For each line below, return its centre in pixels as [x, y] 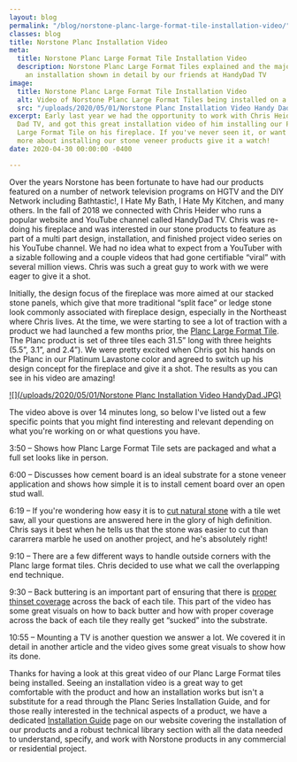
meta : [19, 50]
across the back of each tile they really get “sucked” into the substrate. [138, 620]
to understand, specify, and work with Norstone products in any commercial [148, 739]
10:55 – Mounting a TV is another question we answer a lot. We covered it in [147, 637]
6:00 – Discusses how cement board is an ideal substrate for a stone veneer [148, 474]
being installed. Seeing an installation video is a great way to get [126, 682]
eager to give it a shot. [50, 276]
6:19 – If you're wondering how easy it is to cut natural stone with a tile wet [145, 511]
